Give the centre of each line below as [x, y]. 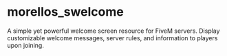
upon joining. [26, 45]
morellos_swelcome [65, 12]
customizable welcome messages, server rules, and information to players [112, 38]
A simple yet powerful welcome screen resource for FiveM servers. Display [113, 31]
